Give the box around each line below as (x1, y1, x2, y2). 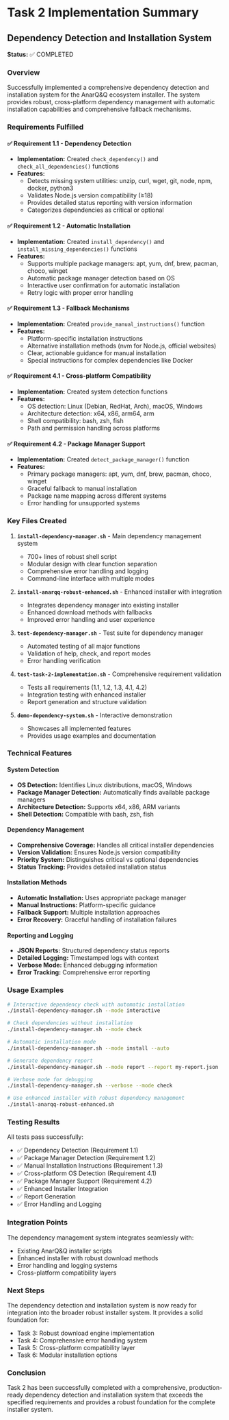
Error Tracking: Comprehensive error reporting (16, 968, 150, 976)
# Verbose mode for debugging (7, 1076, 94, 1083)
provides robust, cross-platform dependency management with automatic (7, 98, 215, 106)
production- (189, 1384, 223, 1392)
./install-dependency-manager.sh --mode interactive (7, 1007, 161, 1014)
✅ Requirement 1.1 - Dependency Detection (7, 139, 132, 147)
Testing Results (7, 1117, 60, 1127)
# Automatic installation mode (7, 1039, 96, 1046)
